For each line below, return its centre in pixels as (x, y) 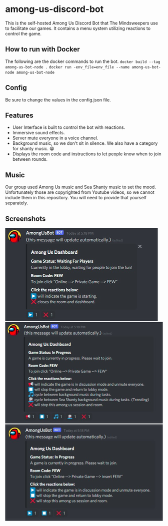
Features (19, 115)
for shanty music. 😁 (33, 149)
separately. (17, 203)
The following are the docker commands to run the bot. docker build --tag (83, 61)
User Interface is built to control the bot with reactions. (69, 127)
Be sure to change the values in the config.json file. (58, 100)
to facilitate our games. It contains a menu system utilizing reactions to (78, 28)
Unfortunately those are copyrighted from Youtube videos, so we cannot (80, 192)
